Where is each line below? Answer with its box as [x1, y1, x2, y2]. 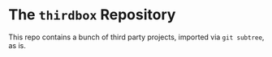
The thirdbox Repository [8, 6, 176, 24]
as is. [8, 40, 27, 50]
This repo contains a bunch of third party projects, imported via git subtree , [8, 32, 265, 42]
